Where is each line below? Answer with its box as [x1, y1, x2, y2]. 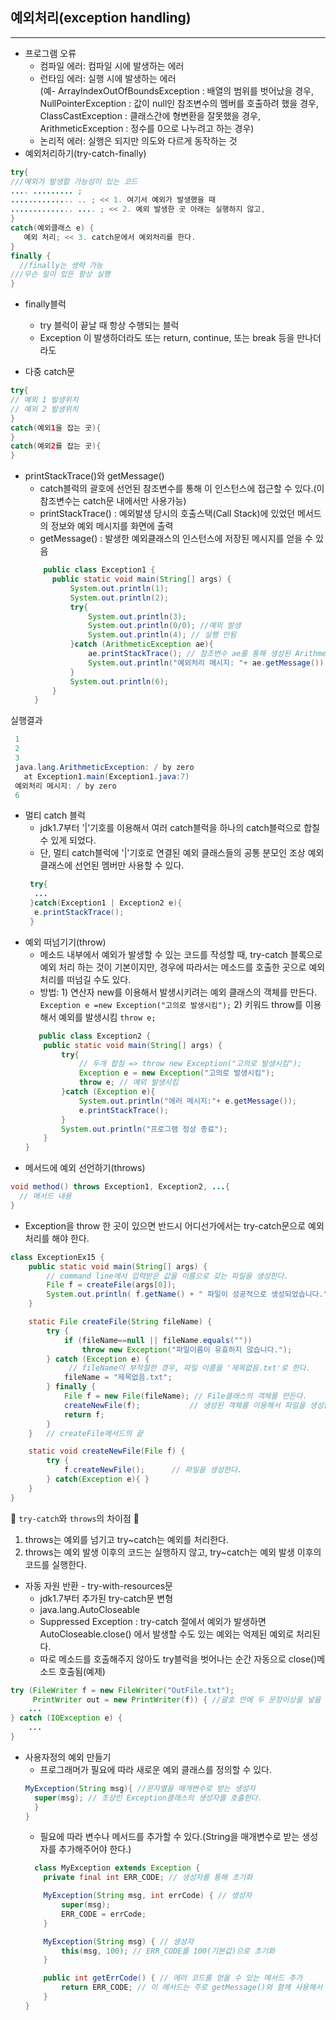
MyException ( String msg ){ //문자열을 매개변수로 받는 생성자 [24, 1783, 256, 1793]
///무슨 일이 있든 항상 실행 [10, 269, 111, 280]
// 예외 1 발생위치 [10, 395, 79, 405]
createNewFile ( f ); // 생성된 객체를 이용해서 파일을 [63, 1400, 306, 1410]
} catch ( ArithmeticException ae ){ [69, 639, 214, 650]
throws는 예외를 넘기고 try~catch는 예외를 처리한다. [24, 1533, 229, 1545]
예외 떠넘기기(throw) [24, 936, 107, 948]
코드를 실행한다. [24, 1558, 87, 1570]
